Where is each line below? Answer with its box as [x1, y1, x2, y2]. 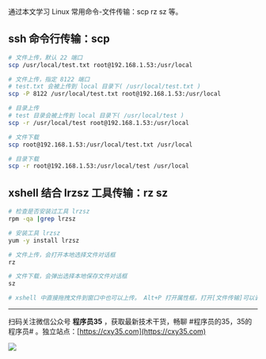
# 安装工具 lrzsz [8, 229, 61, 237]
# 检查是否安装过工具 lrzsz [8, 208, 90, 216]
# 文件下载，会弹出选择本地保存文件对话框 [8, 272, 128, 281]
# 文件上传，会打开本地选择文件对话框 [8, 251, 116, 259]
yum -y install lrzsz [8, 236, 80, 244]
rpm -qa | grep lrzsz [8, 215, 77, 223]
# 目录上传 [8, 104, 40, 112]
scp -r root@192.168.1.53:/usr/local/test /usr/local [8, 162, 190, 170]
